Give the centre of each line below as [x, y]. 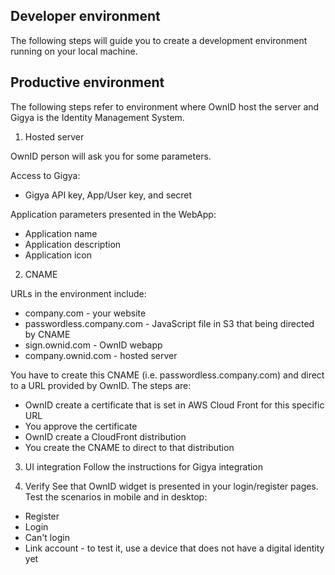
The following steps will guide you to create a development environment [159, 40]
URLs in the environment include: [78, 293]
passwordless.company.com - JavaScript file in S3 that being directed [169, 323]
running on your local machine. [74, 51]
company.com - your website [85, 313]
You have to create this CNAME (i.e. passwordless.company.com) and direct [167, 375]
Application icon [58, 255]
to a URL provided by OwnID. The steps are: [101, 385]
